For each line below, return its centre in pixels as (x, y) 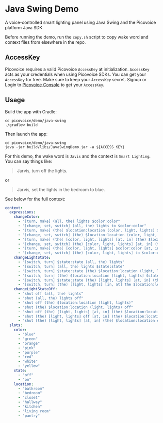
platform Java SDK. (24, 27)
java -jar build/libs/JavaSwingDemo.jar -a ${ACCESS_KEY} (65, 147)
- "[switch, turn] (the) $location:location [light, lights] (81, 276)
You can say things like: (29, 161)
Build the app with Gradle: (31, 112)
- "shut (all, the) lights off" (50, 298)
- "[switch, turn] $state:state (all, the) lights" (71, 262)
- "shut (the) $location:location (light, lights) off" (75, 307)
